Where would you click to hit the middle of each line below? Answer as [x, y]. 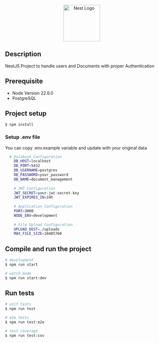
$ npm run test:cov [25, 335]
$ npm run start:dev [26, 278]
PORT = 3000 [24, 211]
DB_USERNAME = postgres [35, 171]
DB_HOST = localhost [32, 161]
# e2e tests [17, 318]
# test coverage [21, 331]
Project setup [26, 114]
